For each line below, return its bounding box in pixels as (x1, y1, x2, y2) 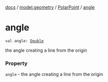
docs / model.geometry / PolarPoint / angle (5, 5, 95, 10)
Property (5, 60, 28, 67)
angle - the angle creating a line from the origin (5, 71, 103, 77)
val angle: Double (5, 38, 44, 43)
